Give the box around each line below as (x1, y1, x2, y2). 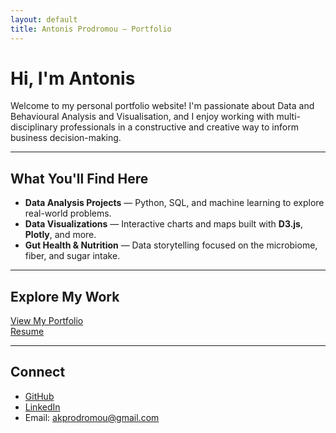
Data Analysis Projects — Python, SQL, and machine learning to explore (24, 197, 325, 209)
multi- (276, 111, 301, 123)
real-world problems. (24, 207, 112, 220)
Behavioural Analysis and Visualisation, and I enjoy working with (10, 111, 275, 123)
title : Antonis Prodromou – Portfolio (10, 24, 172, 34)
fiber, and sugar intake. (24, 250, 121, 262)
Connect (10, 364, 66, 381)
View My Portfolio (10, 315, 84, 327)
